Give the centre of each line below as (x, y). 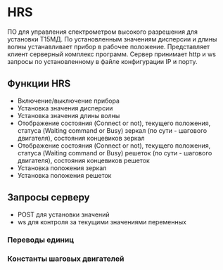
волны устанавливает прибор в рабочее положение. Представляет (109, 46)
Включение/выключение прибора (68, 101)
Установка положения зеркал (62, 168)
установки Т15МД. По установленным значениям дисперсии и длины (112, 39)
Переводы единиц (41, 240)
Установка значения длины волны (69, 115)
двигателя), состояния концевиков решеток (83, 160)
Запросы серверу (49, 198)
